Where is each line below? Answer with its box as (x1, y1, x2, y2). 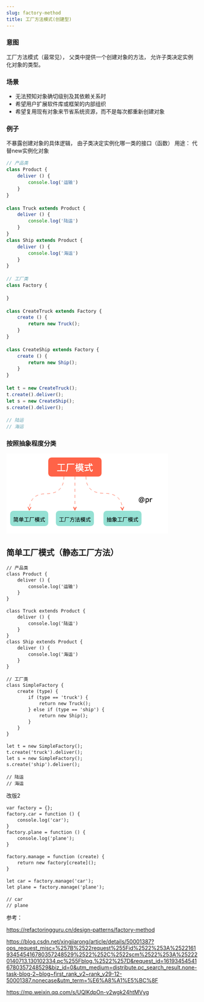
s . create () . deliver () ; (6, 404, 64, 411)
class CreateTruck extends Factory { (6, 308, 102, 314)
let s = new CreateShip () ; (6, 398, 75, 404)
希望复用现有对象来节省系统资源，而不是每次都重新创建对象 (15, 108, 165, 115)
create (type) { (17, 689, 59, 695)
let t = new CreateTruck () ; (6, 385, 78, 391)
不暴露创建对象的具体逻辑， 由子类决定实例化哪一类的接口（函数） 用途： (6, 140, 191, 147)
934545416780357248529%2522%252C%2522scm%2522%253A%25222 (6, 951, 198, 958)
